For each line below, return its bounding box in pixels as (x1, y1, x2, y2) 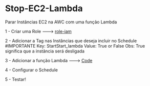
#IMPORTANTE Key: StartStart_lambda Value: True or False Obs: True (5, 43, 145, 49)
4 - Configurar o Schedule (5, 67, 58, 73)
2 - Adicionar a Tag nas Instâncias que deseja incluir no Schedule (5, 37, 137, 44)
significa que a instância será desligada (5, 48, 85, 54)
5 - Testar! (5, 76, 26, 82)
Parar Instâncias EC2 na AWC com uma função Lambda (5, 19, 117, 25)
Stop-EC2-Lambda (5, 3, 83, 14)
